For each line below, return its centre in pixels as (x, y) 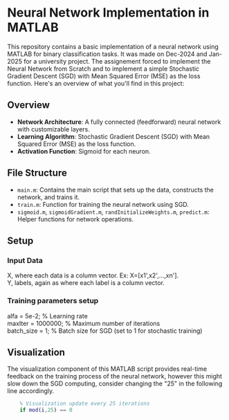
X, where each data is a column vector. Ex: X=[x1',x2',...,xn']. (93, 275)
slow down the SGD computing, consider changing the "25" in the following (115, 384)
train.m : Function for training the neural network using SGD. (103, 204)
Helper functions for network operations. (75, 219)
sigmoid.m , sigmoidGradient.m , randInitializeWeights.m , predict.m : (113, 212)
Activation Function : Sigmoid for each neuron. (84, 151)
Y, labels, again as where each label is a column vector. (86, 283)
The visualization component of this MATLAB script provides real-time (107, 369)
